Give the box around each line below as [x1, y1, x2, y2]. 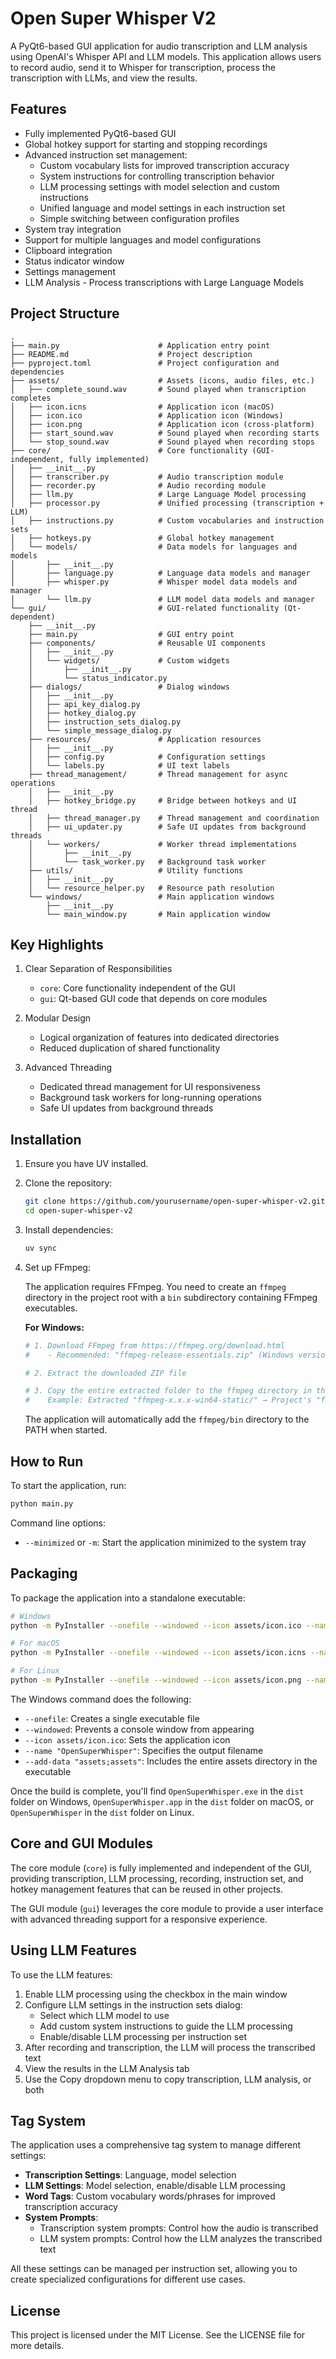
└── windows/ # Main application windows [28, 892, 275, 902]
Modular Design [24, 1012, 92, 1024]
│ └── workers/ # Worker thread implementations [28, 839, 298, 849]
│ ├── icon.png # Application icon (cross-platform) [10, 419, 315, 429]
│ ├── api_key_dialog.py [28, 699, 141, 709]
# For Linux [10, 1666, 60, 1676]
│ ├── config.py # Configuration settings [28, 752, 267, 762]
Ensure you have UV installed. [24, 1158, 149, 1170]
